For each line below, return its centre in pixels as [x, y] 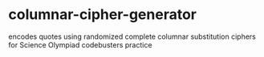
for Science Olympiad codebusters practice [80, 44]
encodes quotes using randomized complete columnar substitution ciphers [132, 36]
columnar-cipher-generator [102, 15]
